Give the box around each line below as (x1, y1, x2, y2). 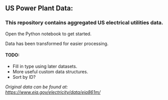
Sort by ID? (12, 74, 36, 80)
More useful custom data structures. (12, 68, 89, 75)
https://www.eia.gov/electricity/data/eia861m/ (5, 89, 101, 95)
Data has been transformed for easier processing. (5, 40, 109, 46)
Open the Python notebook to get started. (5, 30, 92, 37)
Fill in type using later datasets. (12, 63, 77, 69)
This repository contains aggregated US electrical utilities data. (5, 19, 163, 26)
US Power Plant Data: (5, 4, 73, 13)
